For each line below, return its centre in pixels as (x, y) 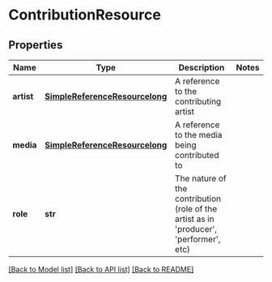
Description (202, 68)
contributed (197, 155)
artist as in (195, 219)
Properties (36, 45)
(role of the (196, 209)
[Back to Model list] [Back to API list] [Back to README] (101, 269)
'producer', (196, 229)
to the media (199, 135)
